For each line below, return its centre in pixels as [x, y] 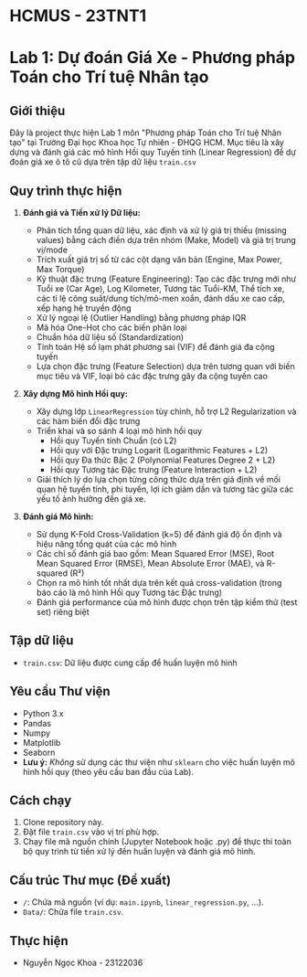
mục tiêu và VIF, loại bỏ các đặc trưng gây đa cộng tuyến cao [152, 376]
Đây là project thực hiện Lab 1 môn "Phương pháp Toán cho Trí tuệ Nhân [145, 133]
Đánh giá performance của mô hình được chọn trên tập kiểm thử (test [167, 602]
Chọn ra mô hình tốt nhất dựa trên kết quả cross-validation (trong [159, 583]
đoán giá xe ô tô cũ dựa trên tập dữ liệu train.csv [103, 162]
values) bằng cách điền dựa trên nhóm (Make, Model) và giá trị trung [166, 240]
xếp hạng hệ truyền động [84, 308]
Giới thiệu [37, 111]
